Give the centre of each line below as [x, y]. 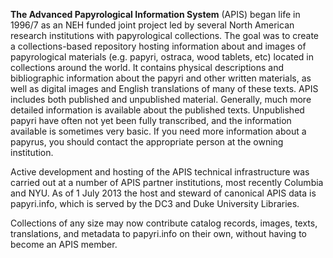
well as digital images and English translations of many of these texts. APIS [164, 88]
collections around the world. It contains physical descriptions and [147, 67]
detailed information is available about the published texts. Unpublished [157, 110]
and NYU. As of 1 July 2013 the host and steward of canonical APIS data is [163, 193]
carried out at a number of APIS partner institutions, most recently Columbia [167, 182]
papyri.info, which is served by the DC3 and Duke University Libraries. [155, 203]
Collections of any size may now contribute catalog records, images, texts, [164, 223]
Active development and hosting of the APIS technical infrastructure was [160, 172]
